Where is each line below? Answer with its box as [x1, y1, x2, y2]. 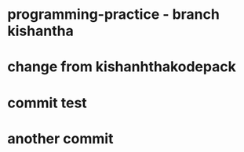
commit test [7, 94, 87, 111]
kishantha [7, 22, 74, 40]
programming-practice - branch [7, 5, 220, 24]
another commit [7, 129, 114, 147]
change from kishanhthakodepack [7, 58, 236, 76]
